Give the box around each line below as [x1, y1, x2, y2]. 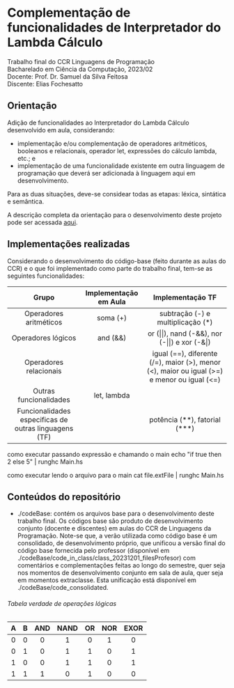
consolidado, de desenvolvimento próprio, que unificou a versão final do [17, 539, 226, 547]
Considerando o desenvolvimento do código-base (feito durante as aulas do [7, 256, 226, 265]
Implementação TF [153, 292, 217, 302]
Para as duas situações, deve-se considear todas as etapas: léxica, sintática [7, 189, 226, 198]
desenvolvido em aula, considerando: [7, 125, 115, 134]
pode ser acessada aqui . [7, 218, 78, 226]
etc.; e [17, 154, 36, 162]
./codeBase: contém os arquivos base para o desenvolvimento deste [17, 510, 214, 518]
